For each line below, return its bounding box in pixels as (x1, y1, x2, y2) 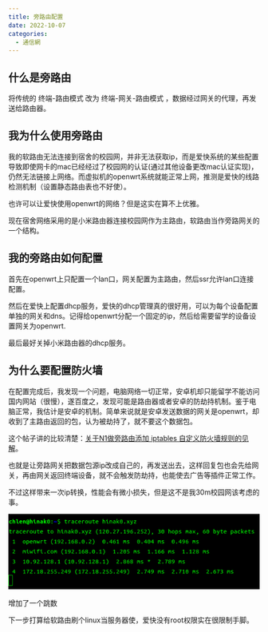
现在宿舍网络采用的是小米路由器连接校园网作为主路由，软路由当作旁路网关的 (8, 216, 260, 225)
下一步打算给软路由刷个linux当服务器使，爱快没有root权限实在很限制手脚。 (8, 615, 254, 625)
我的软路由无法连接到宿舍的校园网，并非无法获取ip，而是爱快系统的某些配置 (8, 152, 259, 161)
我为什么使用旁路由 (8, 129, 103, 143)
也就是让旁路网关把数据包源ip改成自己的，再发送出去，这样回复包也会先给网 (8, 460, 259, 470)
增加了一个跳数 (8, 598, 57, 607)
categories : (8, 30, 48, 38)
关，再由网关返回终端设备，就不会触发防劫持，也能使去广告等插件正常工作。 (8, 470, 260, 479)
